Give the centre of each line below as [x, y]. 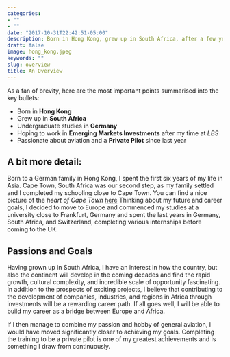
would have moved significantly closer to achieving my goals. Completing [111, 332]
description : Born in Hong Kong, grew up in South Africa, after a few [111, 39]
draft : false [26, 45]
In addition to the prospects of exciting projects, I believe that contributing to [115, 290]
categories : [24, 13]
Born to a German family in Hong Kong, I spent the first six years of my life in [115, 178]
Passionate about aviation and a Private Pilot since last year [102, 140]
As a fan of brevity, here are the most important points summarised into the [113, 91]
